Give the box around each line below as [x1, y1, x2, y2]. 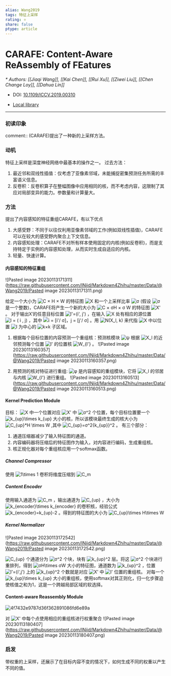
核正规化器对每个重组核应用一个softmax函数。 [12, 446, 110, 452]
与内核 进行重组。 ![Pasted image [12, 374, 102, 381]
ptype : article [5, 27, 38, 32]
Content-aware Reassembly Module [5, 594, 83, 600]
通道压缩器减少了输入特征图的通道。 [12, 433, 89, 439]
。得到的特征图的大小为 [58, 510, 108, 516]
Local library [12, 102, 39, 108]
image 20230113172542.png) [44, 546, 106, 552]
